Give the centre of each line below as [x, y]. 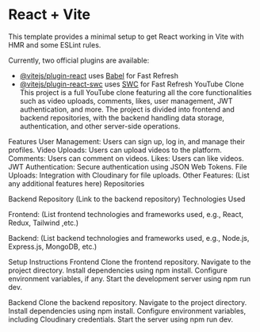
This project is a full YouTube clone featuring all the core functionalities [136, 92]
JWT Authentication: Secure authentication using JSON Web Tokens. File [128, 166]
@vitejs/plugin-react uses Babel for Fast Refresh [99, 75]
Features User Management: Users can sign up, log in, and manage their [127, 141]
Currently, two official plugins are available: [79, 60]
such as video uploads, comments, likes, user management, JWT [126, 101]
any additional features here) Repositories [76, 183]
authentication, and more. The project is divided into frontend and [127, 109]
